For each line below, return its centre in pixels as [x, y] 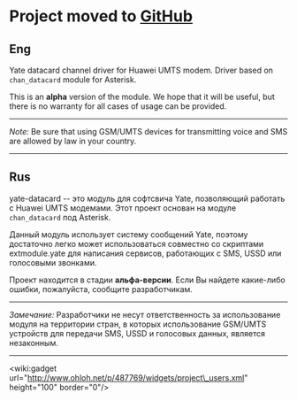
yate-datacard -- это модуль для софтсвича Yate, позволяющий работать [147, 198]
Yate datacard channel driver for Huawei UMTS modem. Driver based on [141, 70]
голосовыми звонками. [53, 262]
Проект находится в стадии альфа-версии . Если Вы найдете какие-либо [147, 280]
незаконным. [34, 343]
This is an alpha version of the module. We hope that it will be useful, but [142, 96]
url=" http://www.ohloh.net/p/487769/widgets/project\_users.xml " [129, 377]
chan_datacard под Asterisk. [60, 217]
